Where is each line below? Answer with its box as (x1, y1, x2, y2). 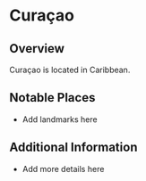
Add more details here (21, 163, 105, 174)
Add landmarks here (21, 113, 98, 125)
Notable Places (9, 90, 96, 105)
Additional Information (9, 140, 138, 155)
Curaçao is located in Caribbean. (9, 64, 131, 75)
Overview (9, 41, 65, 56)
